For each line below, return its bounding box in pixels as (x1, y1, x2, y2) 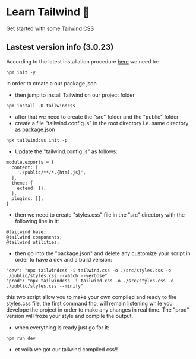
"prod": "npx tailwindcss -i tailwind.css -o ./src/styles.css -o (6, 278, 174, 284)
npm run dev (6, 335, 36, 341)
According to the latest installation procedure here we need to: (6, 58, 159, 65)
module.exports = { (6, 159, 55, 165)
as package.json (14, 126, 55, 133)
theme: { (11, 180, 33, 186)
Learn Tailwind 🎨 (6, 5, 90, 19)
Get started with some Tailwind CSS (6, 25, 94, 32)
